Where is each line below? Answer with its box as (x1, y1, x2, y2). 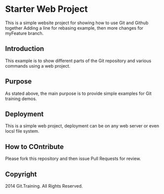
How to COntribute (5, 142, 64, 151)
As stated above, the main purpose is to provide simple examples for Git (5, 90, 152, 96)
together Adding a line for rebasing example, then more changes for (5, 25, 144, 31)
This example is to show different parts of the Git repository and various (5, 58, 152, 64)
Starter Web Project (5, 3, 88, 15)
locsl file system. (5, 128, 40, 134)
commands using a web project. (5, 63, 71, 69)
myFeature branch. (5, 30, 44, 36)
